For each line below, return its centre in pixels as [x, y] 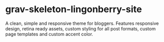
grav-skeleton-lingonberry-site [74, 9]
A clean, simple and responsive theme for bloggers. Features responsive [82, 23]
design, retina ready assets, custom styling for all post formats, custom [80, 28]
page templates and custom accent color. [49, 34]
